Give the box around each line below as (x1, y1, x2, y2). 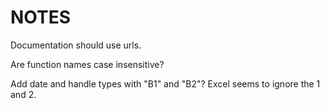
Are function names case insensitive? (10, 58, 165, 70)
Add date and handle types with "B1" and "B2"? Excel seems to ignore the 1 (10, 77, 321, 90)
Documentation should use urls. (10, 39, 142, 51)
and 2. (10, 88, 37, 100)
